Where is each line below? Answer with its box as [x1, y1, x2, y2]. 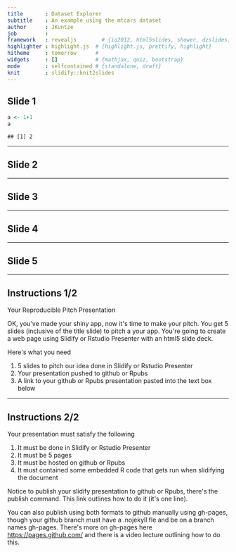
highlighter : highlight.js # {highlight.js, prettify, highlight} [7, 43, 212, 50]
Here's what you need [7, 348, 72, 356]
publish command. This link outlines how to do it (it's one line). [7, 494, 188, 503]
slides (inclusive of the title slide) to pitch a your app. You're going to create [7, 327, 226, 335]
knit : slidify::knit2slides [7, 69, 114, 76]
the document [17, 473, 58, 482]
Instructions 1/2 [7, 287, 77, 299]
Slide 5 [7, 255, 38, 267]
